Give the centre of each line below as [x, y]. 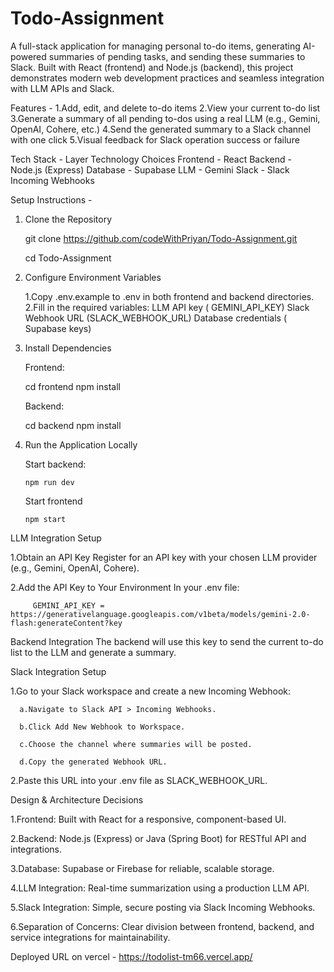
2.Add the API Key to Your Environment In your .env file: [125, 587]
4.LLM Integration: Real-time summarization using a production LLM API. [160, 888]
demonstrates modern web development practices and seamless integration [167, 78]
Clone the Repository [68, 219]
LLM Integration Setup [56, 538]
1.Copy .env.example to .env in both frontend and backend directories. [169, 296]
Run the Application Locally [81, 444]
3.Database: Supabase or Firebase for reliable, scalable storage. [142, 868]
